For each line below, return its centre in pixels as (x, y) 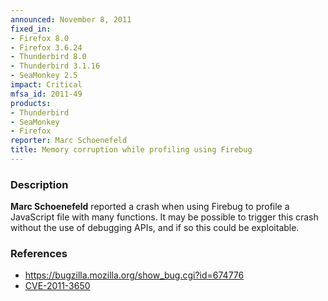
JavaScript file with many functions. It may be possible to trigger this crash (164, 217)
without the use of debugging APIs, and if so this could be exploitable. (155, 228)
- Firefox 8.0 (40, 38)
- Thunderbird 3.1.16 (55, 66)
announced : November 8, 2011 (71, 19)
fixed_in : (31, 29)
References (39, 254)
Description (39, 184)
